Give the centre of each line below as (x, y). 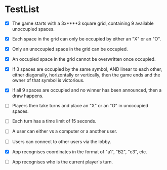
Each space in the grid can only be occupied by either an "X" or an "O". (87, 39)
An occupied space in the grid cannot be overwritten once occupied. (84, 59)
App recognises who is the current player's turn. (62, 162)
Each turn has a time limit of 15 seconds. (54, 121)
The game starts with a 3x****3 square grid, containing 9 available (83, 23)
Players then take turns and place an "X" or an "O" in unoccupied (80, 106)
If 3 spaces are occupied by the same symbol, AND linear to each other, (87, 69)
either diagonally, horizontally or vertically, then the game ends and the (86, 75)
